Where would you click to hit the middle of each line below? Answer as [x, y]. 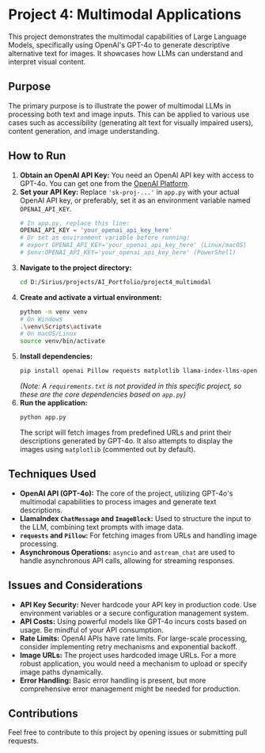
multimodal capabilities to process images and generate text [118, 501]
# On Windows [41, 319]
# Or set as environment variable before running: [105, 238]
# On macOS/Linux [48, 334]
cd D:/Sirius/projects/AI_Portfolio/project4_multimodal [115, 282]
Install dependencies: [56, 356]
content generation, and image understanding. [84, 131]
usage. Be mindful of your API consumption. [91, 629]
